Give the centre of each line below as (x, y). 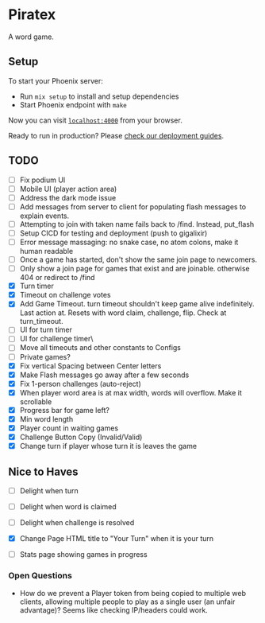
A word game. (31, 37)
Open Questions (40, 576)
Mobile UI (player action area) (68, 189)
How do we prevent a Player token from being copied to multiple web (132, 593)
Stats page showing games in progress (84, 555)
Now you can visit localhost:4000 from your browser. (95, 120)
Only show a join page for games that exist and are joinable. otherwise (134, 269)
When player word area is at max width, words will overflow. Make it (131, 392)
